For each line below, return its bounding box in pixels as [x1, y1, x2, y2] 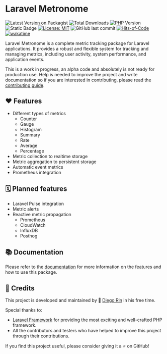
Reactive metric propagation [12, 211, 71, 217]
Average [20, 142, 38, 148]
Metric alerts [12, 206, 39, 212]
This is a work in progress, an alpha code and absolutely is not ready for [5, 66, 155, 72]
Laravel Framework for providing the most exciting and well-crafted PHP [12, 317, 162, 323]
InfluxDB [20, 227, 38, 233]
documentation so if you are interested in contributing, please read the [5, 77, 152, 83]
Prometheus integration [12, 169, 61, 175]
